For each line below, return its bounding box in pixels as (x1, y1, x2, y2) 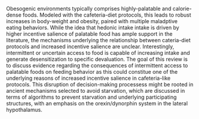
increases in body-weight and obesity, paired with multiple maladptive (6, 18, 178, 24)
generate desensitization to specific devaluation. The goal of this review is (6, 56, 188, 62)
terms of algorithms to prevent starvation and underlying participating (6, 93, 177, 101)
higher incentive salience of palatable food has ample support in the (6, 30, 173, 37)
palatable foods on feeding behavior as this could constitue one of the (6, 68, 178, 75)
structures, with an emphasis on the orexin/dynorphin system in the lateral (6, 100, 188, 107)
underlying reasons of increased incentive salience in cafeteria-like (6, 74, 171, 82)
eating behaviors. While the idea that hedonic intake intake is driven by (6, 24, 179, 31)
